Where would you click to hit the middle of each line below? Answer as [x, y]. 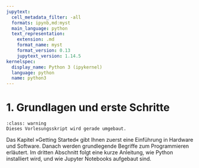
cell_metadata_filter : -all [46, 17]
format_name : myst [40, 45]
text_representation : [38, 34]
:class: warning [26, 124]
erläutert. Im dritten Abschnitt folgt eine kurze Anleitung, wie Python [90, 153]
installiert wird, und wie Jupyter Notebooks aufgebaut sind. [79, 159]
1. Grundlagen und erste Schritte [88, 108]
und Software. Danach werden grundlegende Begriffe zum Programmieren [98, 146]
